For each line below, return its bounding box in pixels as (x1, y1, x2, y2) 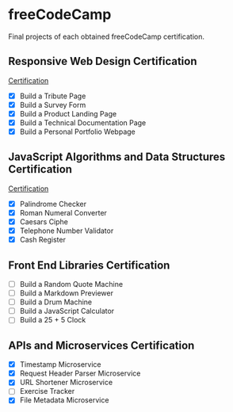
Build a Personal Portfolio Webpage (19, 127, 136, 136)
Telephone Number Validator (19, 226, 114, 235)
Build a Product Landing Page (19, 109, 117, 118)
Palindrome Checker (19, 199, 87, 208)
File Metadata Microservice (19, 395, 109, 405)
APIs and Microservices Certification (8, 338, 195, 352)
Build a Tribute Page (19, 91, 86, 101)
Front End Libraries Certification (8, 258, 170, 272)
